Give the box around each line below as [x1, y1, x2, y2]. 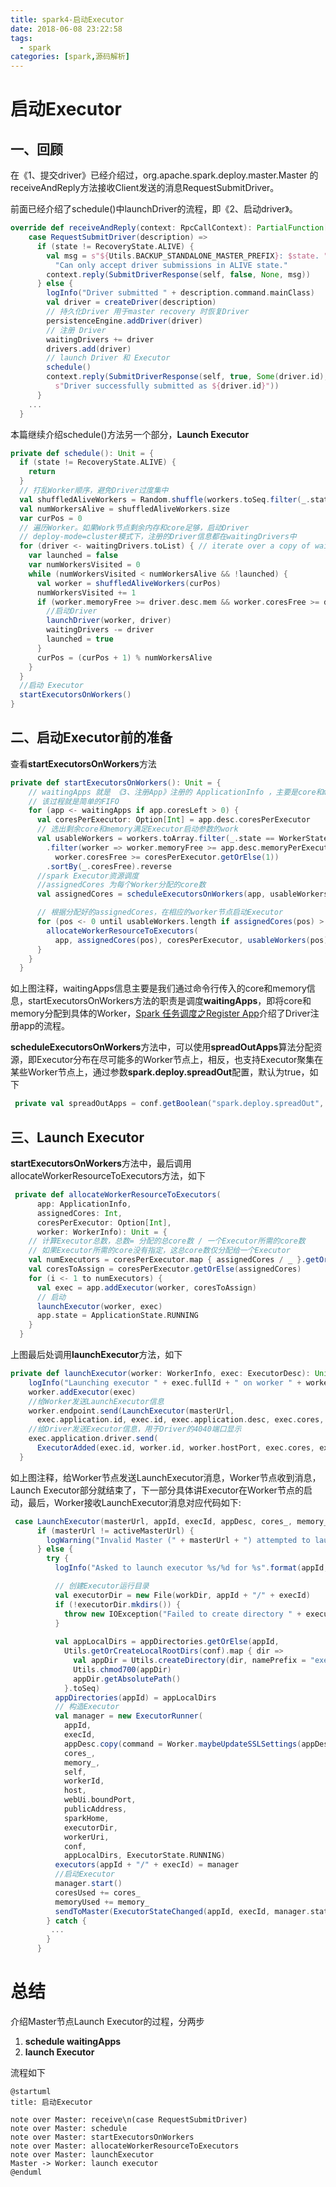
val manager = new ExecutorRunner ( [54, 1711, 203, 1721]
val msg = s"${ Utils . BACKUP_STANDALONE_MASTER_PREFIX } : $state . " [46, 251, 329, 261]
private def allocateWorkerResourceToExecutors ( [14, 1190, 222, 1200]
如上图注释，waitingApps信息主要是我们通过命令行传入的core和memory [10, 982, 307, 995]
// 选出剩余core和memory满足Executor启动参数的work [36, 824, 239, 835]
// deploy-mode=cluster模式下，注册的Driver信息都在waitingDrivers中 [19, 532, 297, 542]
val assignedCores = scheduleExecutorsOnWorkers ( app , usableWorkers [36, 889, 329, 900]
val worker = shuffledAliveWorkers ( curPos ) [36, 578, 222, 588]
